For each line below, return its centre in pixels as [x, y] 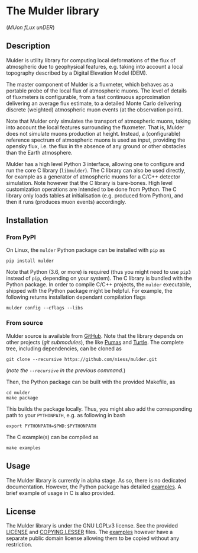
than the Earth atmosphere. [39, 152]
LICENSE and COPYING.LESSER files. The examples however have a [90, 532]
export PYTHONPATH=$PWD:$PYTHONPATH [51, 426]
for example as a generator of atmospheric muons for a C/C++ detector [93, 177]
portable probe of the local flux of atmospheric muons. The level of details [97, 91]
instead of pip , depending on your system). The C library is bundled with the [99, 278]
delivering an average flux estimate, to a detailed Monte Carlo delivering [94, 103]
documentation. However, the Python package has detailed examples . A [94, 487]
